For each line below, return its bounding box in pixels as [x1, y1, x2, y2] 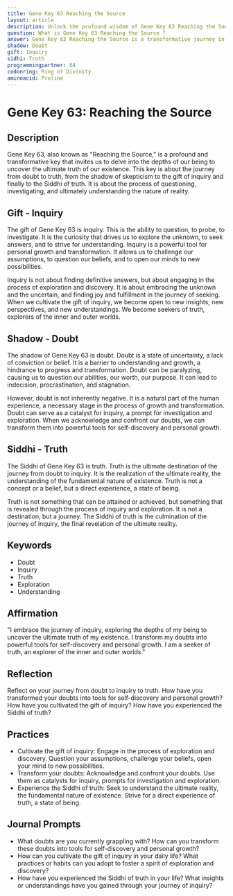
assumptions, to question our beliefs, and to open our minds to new [7, 255, 200, 263]
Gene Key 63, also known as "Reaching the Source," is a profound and [7, 150, 208, 159]
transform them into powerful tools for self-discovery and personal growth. [7, 423, 222, 432]
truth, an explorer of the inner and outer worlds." [7, 648, 146, 656]
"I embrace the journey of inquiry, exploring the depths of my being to [7, 626, 207, 634]
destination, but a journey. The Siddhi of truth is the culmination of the [7, 512, 207, 520]
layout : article [7, 17, 54, 24]
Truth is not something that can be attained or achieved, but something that [7, 497, 223, 506]
